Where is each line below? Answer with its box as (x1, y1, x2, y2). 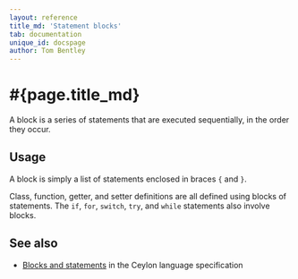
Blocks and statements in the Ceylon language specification (21, 259, 243, 270)
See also (9, 236, 58, 251)
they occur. (9, 124, 51, 135)
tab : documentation (9, 30, 82, 38)
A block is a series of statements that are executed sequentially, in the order (9, 114, 290, 125)
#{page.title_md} (9, 85, 140, 106)
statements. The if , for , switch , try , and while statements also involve (9, 200, 270, 211)
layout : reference (9, 13, 78, 22)
